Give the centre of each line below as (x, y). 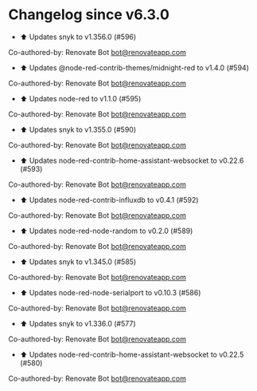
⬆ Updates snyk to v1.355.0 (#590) (78, 129)
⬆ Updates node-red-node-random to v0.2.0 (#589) (106, 231)
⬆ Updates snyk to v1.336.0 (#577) (78, 323)
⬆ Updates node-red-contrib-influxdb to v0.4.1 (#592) (109, 199)
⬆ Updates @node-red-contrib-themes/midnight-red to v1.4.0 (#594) (134, 67)
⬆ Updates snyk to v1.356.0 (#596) (78, 37)
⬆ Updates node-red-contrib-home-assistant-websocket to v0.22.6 (132, 160)
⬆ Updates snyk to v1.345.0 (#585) (78, 262)
